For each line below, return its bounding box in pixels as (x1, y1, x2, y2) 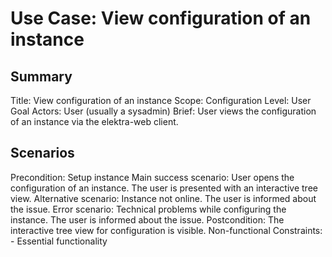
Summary (10, 68, 73, 85)
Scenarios (10, 145, 75, 162)
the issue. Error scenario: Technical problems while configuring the (10, 203, 287, 215)
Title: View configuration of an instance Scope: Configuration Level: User (10, 95, 312, 106)
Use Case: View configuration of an (10, 7, 312, 30)
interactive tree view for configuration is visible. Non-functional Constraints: (10, 224, 323, 236)
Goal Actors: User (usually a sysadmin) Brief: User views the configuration (10, 105, 317, 117)
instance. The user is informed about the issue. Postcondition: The (10, 213, 285, 226)
